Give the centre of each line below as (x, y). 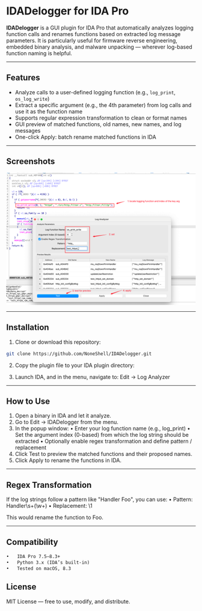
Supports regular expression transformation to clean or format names (101, 118)
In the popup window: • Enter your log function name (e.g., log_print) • (103, 428)
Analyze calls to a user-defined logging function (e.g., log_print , (95, 92)
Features (23, 78)
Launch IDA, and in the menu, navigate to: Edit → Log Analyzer (92, 377)
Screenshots (31, 161)
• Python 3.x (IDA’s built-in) (48, 563)
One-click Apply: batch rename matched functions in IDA (85, 137)
